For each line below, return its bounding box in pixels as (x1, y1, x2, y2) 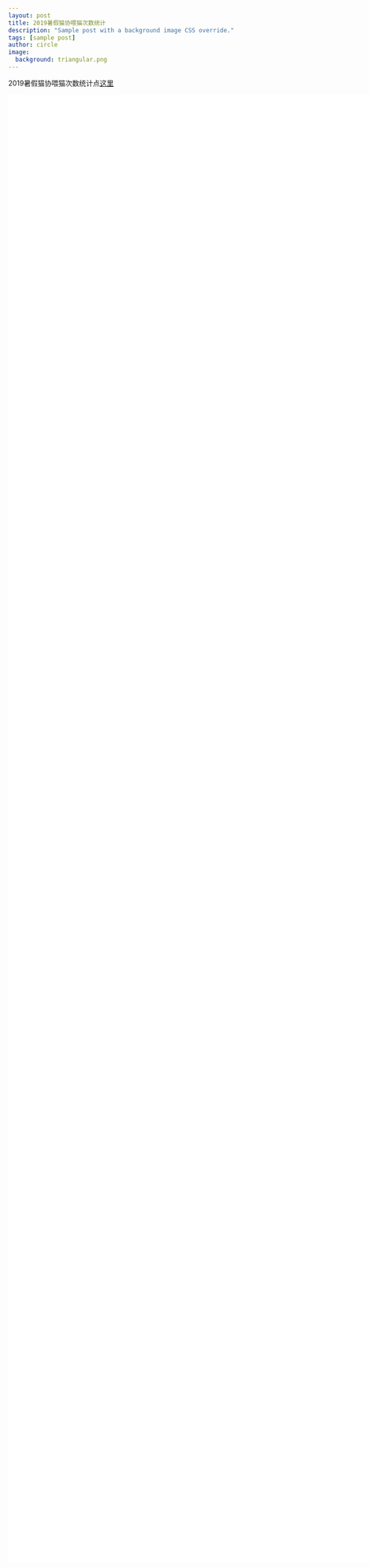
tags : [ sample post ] (8, 33, 76, 42)
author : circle (8, 41, 58, 49)
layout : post (8, 11, 51, 20)
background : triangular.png (15, 56, 108, 64)
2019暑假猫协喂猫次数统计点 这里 (8, 78, 114, 88)
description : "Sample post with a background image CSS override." (8, 26, 235, 34)
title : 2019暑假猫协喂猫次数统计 (8, 19, 106, 27)
